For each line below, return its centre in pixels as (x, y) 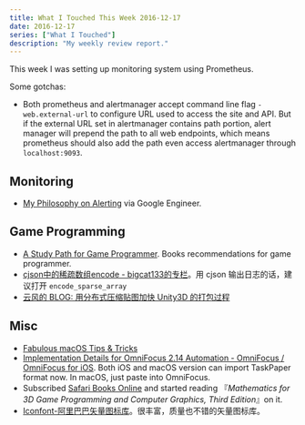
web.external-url (56, 115)
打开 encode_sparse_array (79, 285)
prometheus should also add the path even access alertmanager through (159, 143)
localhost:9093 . (53, 153)
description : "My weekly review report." (89, 43)
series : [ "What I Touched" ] (63, 35)
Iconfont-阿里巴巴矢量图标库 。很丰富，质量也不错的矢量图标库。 (144, 410)
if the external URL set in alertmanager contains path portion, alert (147, 124)
